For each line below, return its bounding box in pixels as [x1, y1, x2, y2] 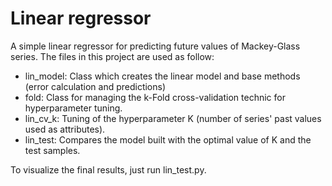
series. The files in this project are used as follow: [10, 50, 215, 62]
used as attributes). [24, 123, 106, 135]
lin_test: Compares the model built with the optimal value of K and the [24, 133, 312, 146]
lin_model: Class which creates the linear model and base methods [24, 70, 301, 82]
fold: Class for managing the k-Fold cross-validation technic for [24, 91, 286, 103]
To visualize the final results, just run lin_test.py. [10, 163, 207, 176]
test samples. [24, 144, 81, 156]
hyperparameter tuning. [24, 102, 123, 114]
